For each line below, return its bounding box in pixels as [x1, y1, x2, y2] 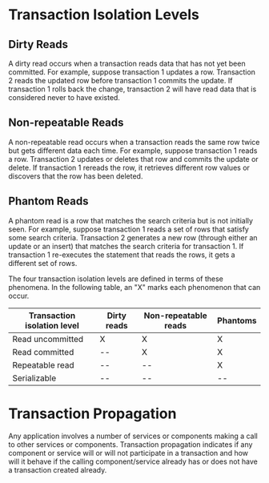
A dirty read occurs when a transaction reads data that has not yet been [8, 58, 246, 68]
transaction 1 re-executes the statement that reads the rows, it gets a [8, 250, 235, 260]
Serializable [12, 372, 57, 384]
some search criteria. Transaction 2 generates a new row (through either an [8, 232, 258, 242]
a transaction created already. [8, 465, 107, 474]
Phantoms [217, 315, 257, 326]
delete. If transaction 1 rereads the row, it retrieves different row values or [8, 163, 251, 172]
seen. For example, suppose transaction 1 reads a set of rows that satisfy [8, 224, 250, 234]
